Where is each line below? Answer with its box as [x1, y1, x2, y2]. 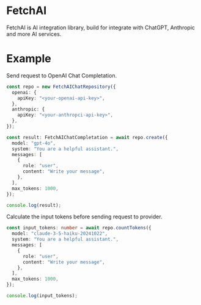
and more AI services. [6, 30, 62, 37]
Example [6, 52, 51, 66]
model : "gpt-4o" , [12, 140, 56, 146]
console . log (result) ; [6, 202, 62, 208]
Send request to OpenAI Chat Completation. [6, 71, 117, 79]
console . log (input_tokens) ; [6, 293, 78, 299]
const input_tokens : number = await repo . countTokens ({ [6, 225, 152, 231]
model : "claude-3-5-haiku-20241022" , [12, 231, 108, 237]
